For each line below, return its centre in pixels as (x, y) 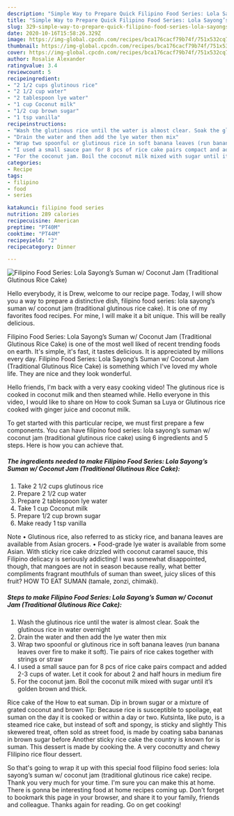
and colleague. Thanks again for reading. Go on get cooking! (94, 805)
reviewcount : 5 (29, 72)
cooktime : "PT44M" (34, 234)
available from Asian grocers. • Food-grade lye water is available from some (117, 544)
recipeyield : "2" (32, 240)
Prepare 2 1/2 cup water (52, 494)
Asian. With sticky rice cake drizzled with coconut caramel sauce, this (108, 552)
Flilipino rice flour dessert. (45, 755)
